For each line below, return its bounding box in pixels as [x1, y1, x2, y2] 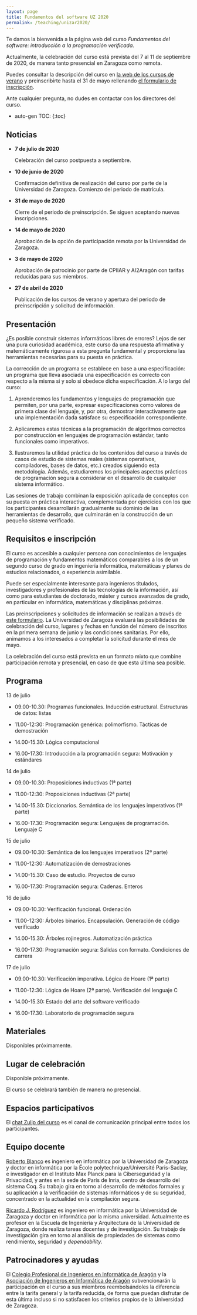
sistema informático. [14, 481, 64, 488]
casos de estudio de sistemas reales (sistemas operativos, [14, 456, 157, 462]
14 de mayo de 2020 [14, 226, 66, 233]
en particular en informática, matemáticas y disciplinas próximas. [6, 598, 163, 605]
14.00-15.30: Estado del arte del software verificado [14, 998, 140, 1005]
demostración [14, 727, 49, 734]
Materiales [6, 1026, 46, 1036]
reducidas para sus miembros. [14, 273, 89, 280]
